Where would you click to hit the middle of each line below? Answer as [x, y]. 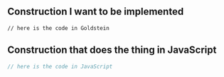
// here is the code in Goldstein [59, 28]
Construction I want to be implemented [96, 12]
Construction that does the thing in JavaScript [112, 50]
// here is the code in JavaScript [60, 66]
